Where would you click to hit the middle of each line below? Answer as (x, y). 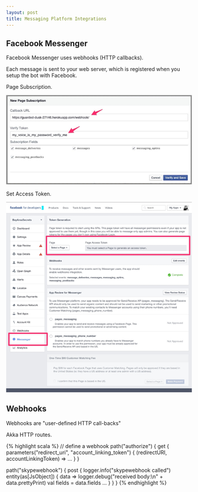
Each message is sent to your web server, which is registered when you (93, 69)
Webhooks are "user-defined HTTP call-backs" (64, 423)
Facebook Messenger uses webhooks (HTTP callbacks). (75, 58)
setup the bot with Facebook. (42, 75)
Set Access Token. (29, 194)
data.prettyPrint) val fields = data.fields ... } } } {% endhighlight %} (86, 483)
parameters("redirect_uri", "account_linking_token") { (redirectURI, (87, 452)
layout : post (22, 12)
